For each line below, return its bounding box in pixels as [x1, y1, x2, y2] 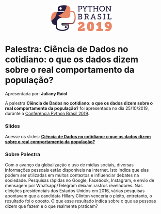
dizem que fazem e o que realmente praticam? [5, 203, 98, 209]
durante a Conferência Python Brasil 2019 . [5, 110, 90, 116]
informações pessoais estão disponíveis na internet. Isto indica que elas [5, 167, 149, 173]
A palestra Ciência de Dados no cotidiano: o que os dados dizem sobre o [5, 100, 153, 106]
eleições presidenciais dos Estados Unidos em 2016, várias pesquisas [5, 188, 145, 194]
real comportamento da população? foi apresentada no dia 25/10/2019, [5, 105, 149, 111]
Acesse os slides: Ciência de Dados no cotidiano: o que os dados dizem [5, 134, 151, 140]
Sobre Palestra [5, 151, 41, 158]
